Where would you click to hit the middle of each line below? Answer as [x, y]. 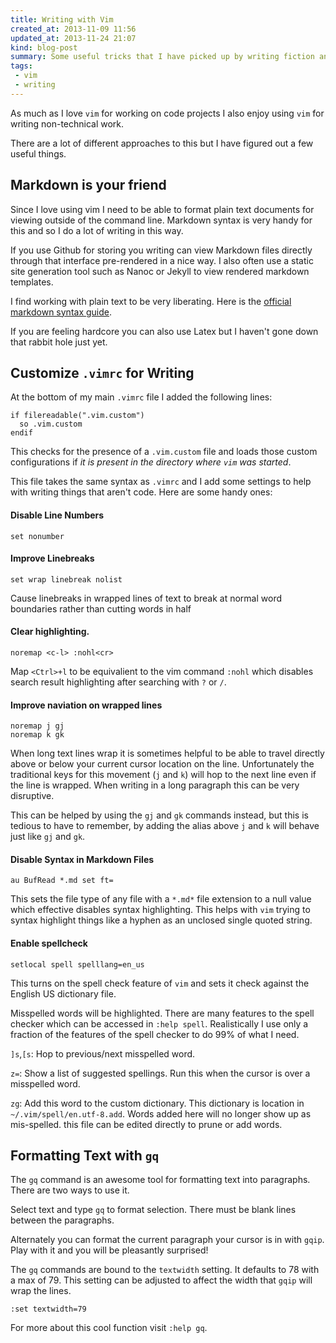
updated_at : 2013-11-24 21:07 [73, 38]
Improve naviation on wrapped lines [86, 705]
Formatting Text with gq [85, 1155]
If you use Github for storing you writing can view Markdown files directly [161, 250]
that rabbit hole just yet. [59, 342]
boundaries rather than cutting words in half [101, 608]
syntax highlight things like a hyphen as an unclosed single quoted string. [161, 920]
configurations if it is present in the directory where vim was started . [151, 462]
